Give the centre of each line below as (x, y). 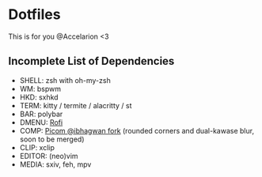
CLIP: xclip (37, 147)
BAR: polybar (41, 114)
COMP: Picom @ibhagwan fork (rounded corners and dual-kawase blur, (137, 130)
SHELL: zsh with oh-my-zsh (65, 80)
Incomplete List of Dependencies (91, 61)
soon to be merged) (52, 139)
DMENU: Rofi (41, 122)
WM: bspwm (40, 88)
